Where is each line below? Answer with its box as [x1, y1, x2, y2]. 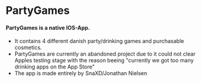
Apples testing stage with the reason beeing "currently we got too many [14, 57, 194, 64]
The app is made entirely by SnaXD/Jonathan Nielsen [14, 70, 148, 77]
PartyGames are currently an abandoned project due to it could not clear [14, 50, 196, 58]
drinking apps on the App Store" [14, 63, 95, 70]
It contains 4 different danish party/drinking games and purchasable [14, 38, 184, 45]
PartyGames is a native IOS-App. [5, 24, 90, 31]
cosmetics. [14, 44, 42, 51]
